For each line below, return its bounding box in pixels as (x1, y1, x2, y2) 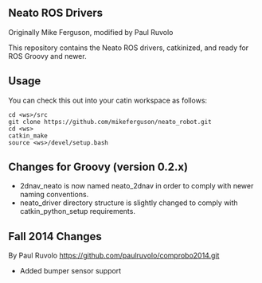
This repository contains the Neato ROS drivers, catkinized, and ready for (8, 43, 249, 52)
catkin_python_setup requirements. (19, 207, 135, 216)
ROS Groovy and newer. (8, 51, 87, 60)
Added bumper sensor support (19, 266, 122, 276)
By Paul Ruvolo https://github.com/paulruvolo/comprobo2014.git (8, 250, 220, 261)
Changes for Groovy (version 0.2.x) (8, 161, 189, 174)
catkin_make (8, 131, 48, 140)
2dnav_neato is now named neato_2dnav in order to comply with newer (19, 181, 254, 191)
